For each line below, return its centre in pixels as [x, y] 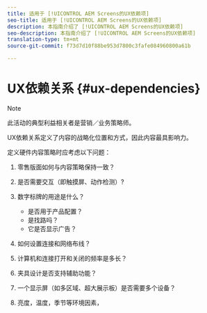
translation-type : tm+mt [43, 40]
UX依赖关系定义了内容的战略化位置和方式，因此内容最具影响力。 [100, 137]
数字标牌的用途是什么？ [51, 196]
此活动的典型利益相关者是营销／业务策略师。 [71, 122]
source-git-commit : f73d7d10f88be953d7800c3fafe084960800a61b [99, 46]
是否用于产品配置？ [55, 211]
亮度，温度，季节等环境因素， [60, 303]
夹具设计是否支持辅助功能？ [57, 273]
